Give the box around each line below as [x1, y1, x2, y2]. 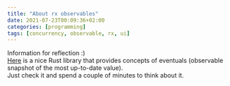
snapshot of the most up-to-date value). [7, 64, 123, 72]
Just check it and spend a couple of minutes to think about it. [7, 71, 184, 80]
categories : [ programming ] [7, 23, 86, 30]
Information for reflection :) [7, 49, 86, 57]
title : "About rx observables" [7, 10, 99, 17]
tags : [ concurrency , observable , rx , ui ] [7, 29, 130, 37]
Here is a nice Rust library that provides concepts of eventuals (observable [7, 57, 224, 65]
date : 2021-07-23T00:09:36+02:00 [7, 17, 105, 24]
